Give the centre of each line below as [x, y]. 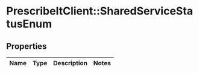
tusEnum [29, 24]
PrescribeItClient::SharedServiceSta [100, 11]
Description [70, 63]
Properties [27, 46]
